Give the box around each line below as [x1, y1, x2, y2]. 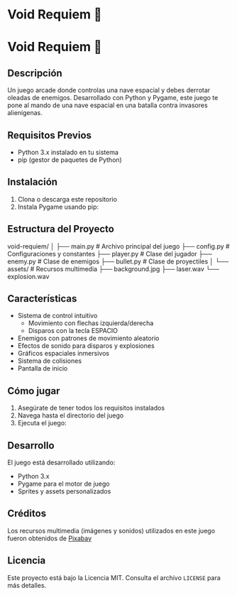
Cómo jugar [7, 385, 60, 397]
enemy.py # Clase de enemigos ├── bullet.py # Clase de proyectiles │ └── [7, 257, 229, 266]
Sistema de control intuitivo [17, 312, 98, 320]
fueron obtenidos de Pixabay [7, 534, 92, 542]
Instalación [7, 176, 58, 188]
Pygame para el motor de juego [17, 479, 110, 488]
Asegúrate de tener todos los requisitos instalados [17, 404, 165, 413]
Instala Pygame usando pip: [17, 202, 99, 211]
